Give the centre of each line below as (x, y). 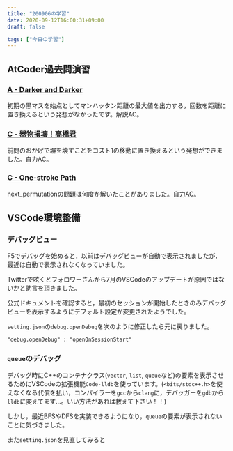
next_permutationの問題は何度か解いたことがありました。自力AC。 (104, 194)
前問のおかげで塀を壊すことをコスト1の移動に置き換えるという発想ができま (115, 151)
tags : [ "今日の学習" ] (36, 39)
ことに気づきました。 (38, 425)
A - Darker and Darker (45, 89)
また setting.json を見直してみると (56, 439)
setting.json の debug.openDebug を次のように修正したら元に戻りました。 (110, 327)
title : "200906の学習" (39, 14)
